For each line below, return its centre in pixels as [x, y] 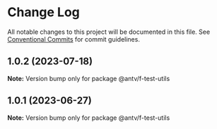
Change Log [43, 12]
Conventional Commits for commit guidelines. [74, 39]
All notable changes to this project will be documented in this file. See [109, 32]
